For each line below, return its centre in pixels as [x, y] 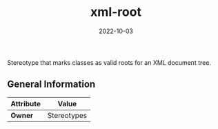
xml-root [116, 12]
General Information [51, 85]
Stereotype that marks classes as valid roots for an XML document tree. [109, 62]
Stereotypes [67, 115]
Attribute [26, 103]
